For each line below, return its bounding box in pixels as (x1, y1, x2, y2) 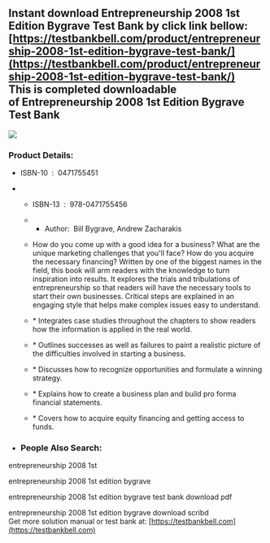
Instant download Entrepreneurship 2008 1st (8, 7, 240, 20)
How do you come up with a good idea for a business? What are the (32, 240, 260, 250)
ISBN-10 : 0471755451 (20, 168, 98, 178)
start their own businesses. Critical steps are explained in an (32, 292, 234, 302)
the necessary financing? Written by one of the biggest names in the (32, 257, 262, 267)
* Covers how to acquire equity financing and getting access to (32, 414, 245, 424)
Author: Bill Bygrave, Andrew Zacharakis (44, 224, 182, 234)
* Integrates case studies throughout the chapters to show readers (32, 316, 256, 326)
